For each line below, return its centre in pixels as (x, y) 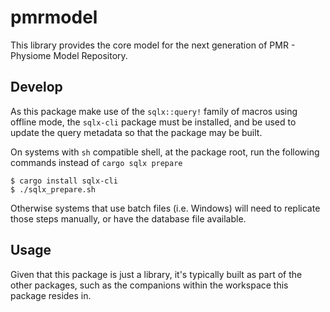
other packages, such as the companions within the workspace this (149, 285)
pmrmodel (54, 17)
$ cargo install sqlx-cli (64, 181)
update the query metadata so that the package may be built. (136, 132)
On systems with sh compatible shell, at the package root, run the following (165, 152)
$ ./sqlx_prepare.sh (53, 189)
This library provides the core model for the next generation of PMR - (153, 45)
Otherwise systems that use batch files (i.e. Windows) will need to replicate (165, 208)
